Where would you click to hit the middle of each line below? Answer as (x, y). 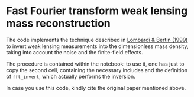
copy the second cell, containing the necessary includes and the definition (97, 70)
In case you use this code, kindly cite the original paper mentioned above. (96, 88)
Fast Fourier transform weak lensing (97, 11)
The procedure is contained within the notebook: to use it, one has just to (95, 64)
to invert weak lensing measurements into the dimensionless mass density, (97, 46)
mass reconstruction (58, 23)
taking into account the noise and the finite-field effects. (75, 52)
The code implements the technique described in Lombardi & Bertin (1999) (97, 40)
